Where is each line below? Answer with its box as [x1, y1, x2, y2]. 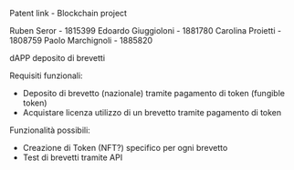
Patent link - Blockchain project [9, 8, 128, 18]
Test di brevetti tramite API [22, 152, 123, 163]
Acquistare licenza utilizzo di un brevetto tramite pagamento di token [22, 107, 282, 117]
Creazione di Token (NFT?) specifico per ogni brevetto [22, 143, 228, 153]
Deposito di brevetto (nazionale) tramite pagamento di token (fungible [22, 88, 286, 98]
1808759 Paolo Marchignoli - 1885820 [9, 35, 153, 45]
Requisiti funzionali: [9, 70, 84, 81]
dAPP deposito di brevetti [9, 53, 106, 63]
